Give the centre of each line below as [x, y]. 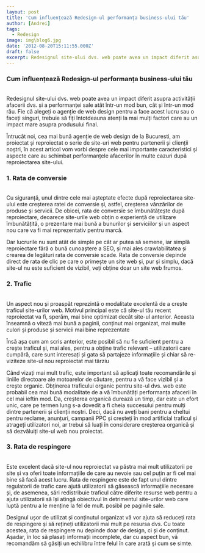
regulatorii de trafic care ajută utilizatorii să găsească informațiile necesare [100, 486]
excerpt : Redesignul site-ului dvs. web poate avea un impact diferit [98, 57]
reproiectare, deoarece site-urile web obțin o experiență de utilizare [92, 217]
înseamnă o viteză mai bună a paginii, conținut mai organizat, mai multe [96, 323]
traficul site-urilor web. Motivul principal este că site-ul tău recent [89, 310]
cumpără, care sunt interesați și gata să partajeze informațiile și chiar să [97, 354]
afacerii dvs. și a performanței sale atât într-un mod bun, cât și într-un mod [100, 105]
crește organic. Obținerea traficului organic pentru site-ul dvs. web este [96, 386]
